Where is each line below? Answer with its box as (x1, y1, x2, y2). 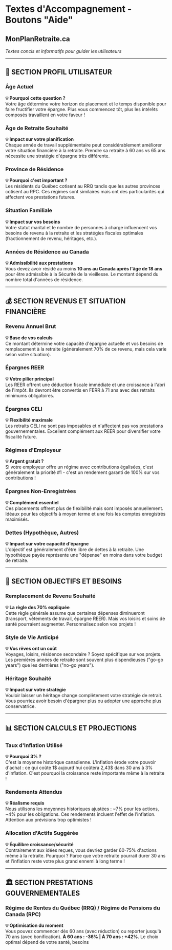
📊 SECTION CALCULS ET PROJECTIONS (5, 723, 137, 733)
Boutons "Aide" (5, 14, 73, 26)
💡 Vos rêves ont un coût (5, 646, 57, 652)
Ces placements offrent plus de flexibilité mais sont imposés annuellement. (5, 505, 164, 511)
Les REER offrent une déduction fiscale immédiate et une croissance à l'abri (5, 381, 165, 388)
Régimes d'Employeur (5, 447, 61, 454)
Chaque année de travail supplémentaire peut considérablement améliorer (5, 142, 162, 148)
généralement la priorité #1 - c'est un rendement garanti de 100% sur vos (5, 469, 160, 476)
